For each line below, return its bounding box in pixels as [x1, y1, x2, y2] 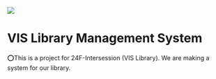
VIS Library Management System [7, 30, 203, 46]
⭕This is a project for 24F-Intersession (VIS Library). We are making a [7, 53, 210, 62]
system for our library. [7, 63, 71, 72]
